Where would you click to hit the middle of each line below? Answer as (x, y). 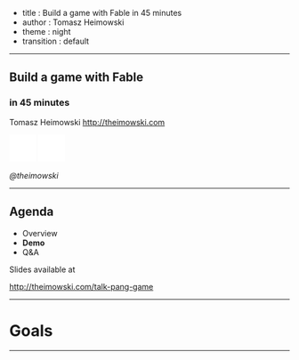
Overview (40, 233)
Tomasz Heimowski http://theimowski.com (87, 122)
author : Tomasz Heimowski (73, 22)
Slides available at (42, 269)
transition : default (56, 41)
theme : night (46, 32)
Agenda (32, 212)
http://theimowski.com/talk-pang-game (81, 286)
